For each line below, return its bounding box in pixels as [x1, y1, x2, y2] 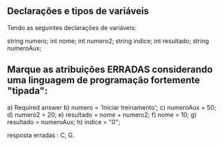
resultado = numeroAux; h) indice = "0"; [7, 117, 121, 126]
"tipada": [7, 85, 48, 97]
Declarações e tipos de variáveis [7, 5, 150, 17]
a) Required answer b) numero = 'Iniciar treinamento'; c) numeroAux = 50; [7, 103, 216, 111]
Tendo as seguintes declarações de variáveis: [7, 23, 137, 31]
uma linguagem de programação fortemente [7, 74, 200, 86]
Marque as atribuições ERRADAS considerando [7, 64, 213, 76]
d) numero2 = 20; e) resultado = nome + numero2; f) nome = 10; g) [7, 111, 197, 119]
